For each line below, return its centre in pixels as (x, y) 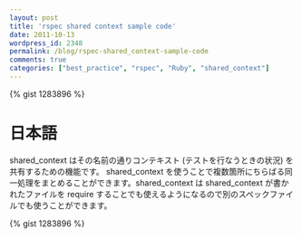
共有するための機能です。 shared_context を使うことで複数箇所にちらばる (147, 171)
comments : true (38, 60)
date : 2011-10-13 (42, 34)
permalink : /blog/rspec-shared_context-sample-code (109, 52)
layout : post (34, 18)
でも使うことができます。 (64, 205)
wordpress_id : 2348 (46, 43)
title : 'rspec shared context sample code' (93, 26)
